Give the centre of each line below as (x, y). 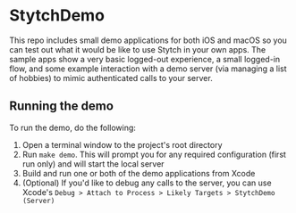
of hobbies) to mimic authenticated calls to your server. (111, 78)
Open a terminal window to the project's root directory (122, 144)
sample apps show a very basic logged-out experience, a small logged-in (144, 59)
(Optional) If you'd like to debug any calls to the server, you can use (147, 183)
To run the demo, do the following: (73, 127)
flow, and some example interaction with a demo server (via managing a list (148, 69)
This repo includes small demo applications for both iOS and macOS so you (148, 40)
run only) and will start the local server (93, 164)
